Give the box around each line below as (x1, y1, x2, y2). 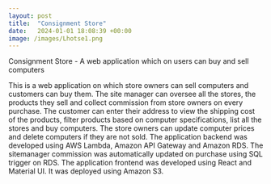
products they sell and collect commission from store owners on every (8, 98, 243, 107)
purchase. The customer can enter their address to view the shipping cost (8, 107, 256, 116)
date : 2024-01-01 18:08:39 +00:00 (8, 27, 132, 35)
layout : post (8, 11, 53, 20)
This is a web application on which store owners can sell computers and (8, 81, 249, 90)
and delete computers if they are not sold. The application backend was (8, 132, 248, 142)
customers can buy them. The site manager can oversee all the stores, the (8, 90, 256, 99)
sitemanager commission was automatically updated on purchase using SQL (8, 149, 264, 159)
